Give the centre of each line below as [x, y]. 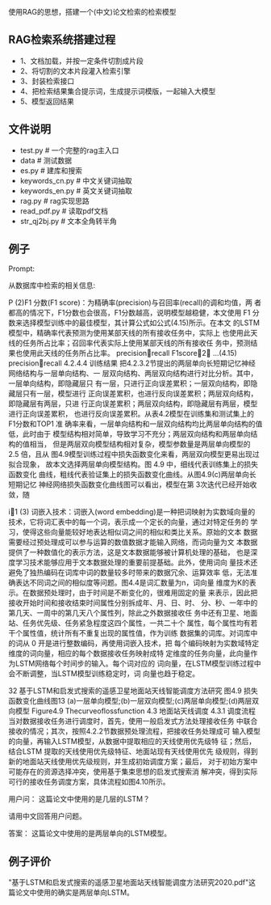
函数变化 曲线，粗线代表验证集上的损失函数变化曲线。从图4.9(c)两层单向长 [132, 475]
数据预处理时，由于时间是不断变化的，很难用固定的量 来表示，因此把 [144, 593]
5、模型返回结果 [47, 101]
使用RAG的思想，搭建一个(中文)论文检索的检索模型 [92, 12]
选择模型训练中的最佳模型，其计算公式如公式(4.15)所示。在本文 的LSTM [141, 323]
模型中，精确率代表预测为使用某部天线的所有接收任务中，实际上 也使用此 [129, 333]
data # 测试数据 [46, 160]
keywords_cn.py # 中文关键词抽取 [76, 180]
